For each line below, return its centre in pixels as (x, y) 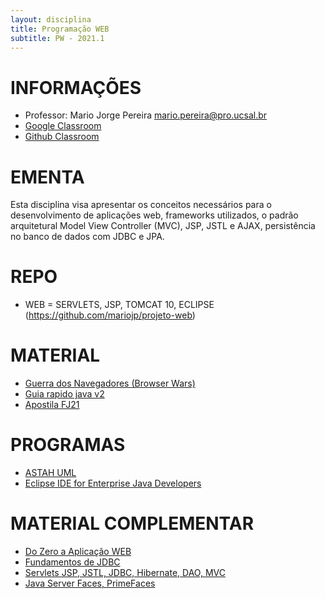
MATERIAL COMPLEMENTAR (132, 523)
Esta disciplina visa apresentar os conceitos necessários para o (141, 205)
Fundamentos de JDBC (72, 562)
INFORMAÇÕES (76, 87)
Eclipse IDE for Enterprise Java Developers (113, 483)
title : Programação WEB (60, 29)
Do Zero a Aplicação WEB (78, 551)
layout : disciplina (51, 19)
